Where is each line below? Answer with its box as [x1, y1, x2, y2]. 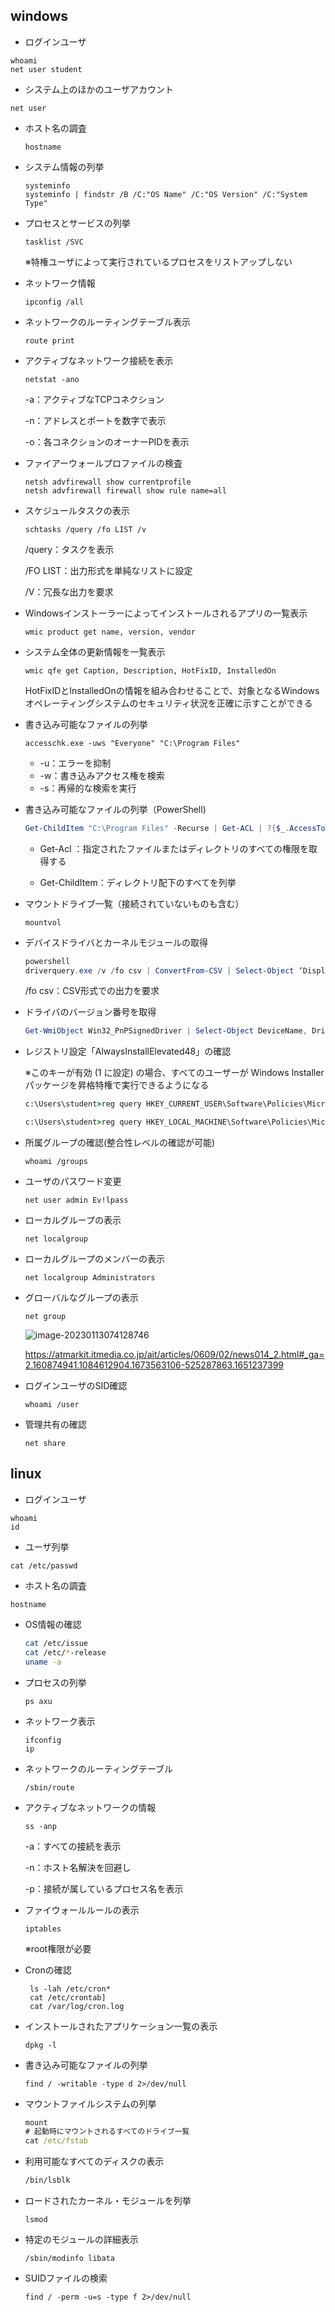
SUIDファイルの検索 [24, 2272, 108, 2284]
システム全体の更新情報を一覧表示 [24, 645, 166, 658]
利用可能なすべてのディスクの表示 [24, 2155, 165, 2168]
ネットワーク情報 [24, 277, 96, 289]
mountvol [24, 917, 62, 928]
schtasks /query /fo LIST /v [24, 524, 147, 534]
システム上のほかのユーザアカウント [24, 83, 175, 95]
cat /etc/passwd [10, 1560, 78, 1571]
